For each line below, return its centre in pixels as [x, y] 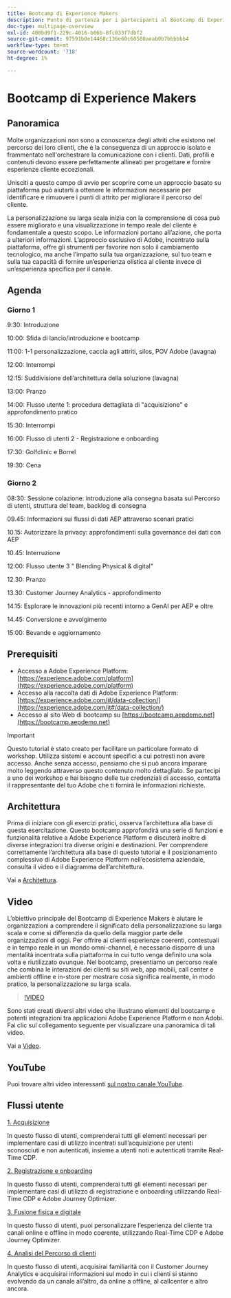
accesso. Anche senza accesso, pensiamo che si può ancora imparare [107, 763]
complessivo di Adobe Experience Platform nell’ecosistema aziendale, [106, 860]
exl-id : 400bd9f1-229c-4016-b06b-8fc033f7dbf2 [75, 33]
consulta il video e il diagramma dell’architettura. [76, 867]
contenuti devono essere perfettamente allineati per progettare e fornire [109, 161]
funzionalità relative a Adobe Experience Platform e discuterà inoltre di [107, 838]
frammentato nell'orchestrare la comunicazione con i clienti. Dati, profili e [111, 155]
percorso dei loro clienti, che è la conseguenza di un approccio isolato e [109, 147]
